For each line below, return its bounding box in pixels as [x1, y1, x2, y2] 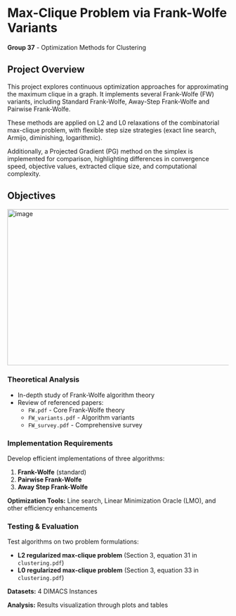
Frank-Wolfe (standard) [17, 468, 86, 477]
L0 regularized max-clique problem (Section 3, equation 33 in [17, 566, 199, 574]
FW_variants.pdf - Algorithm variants [27, 413, 135, 422]
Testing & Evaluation [7, 522, 79, 532]
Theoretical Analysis [7, 375, 80, 384]
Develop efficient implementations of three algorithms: [7, 454, 165, 463]
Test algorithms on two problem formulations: [7, 537, 139, 546]
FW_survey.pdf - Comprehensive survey [27, 420, 143, 429]
